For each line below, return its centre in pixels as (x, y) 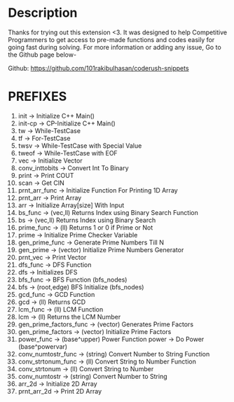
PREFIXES (37, 97)
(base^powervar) (43, 346)
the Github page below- (42, 55)
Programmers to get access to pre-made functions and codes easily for (111, 39)
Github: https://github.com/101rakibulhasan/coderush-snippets (98, 68)
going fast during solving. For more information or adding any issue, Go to (115, 47)
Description (43, 13)
